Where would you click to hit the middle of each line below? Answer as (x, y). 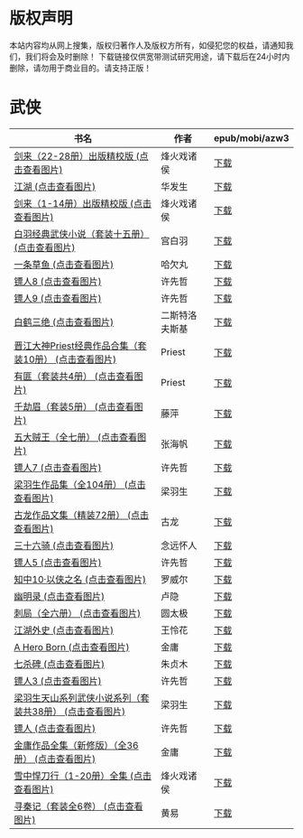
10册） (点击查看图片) (70, 359)
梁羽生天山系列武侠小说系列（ (78, 698)
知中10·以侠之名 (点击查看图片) (80, 579)
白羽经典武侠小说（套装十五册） (82, 234)
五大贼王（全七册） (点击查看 (76, 437)
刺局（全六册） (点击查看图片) (78, 613)
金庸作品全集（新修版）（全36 (76, 745)
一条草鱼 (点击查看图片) (64, 265)
